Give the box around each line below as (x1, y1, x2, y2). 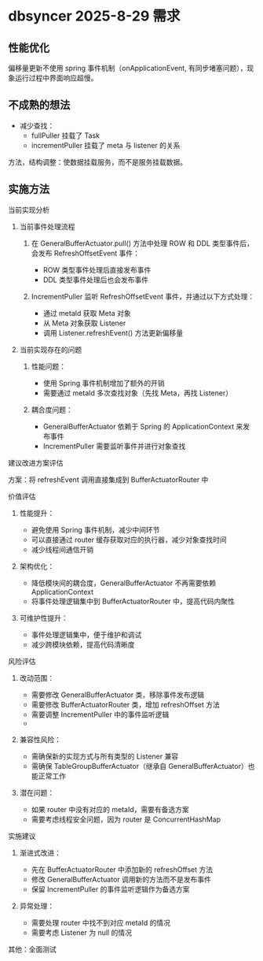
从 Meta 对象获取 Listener (42, 318, 126, 328)
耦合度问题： (31, 405, 73, 414)
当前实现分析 (8, 205, 49, 214)
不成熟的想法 (8, 98, 71, 112)
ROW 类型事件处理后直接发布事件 (42, 265, 152, 274)
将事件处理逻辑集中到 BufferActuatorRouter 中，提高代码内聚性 (31, 596, 236, 606)
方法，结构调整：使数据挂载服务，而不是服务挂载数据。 (8, 157, 187, 166)
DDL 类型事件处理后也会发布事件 (42, 275, 149, 284)
